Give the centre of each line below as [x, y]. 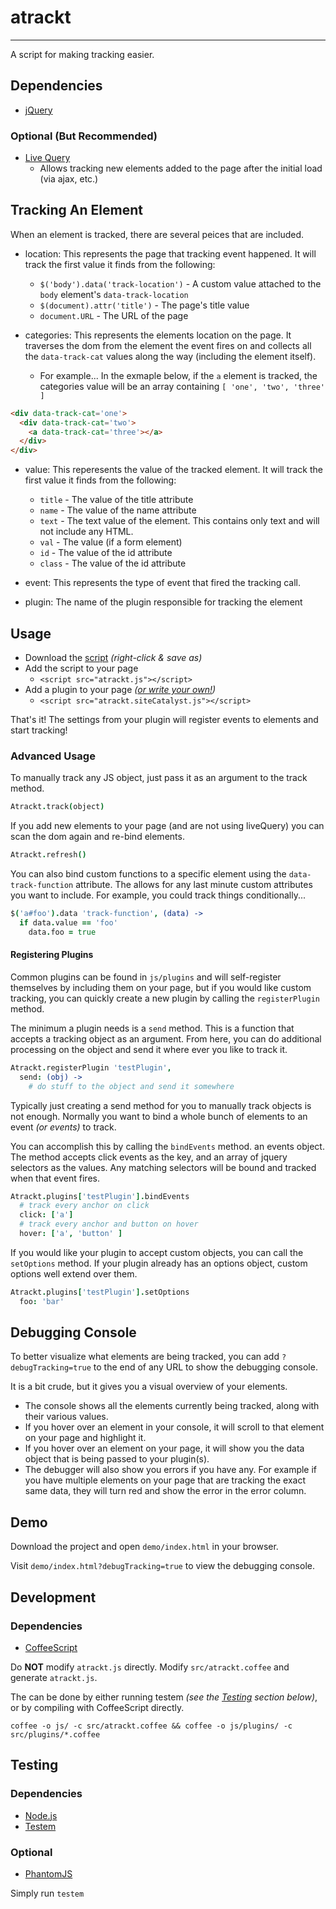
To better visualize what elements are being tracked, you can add [145, 1357]
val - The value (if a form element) [111, 542]
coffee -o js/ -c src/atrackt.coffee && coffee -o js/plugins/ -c [151, 1726]
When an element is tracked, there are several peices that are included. [157, 234]
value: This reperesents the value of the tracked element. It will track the [173, 470]
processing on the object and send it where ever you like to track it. [149, 1049]
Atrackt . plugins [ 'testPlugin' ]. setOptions [100, 1292]
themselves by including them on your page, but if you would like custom [161, 987]
